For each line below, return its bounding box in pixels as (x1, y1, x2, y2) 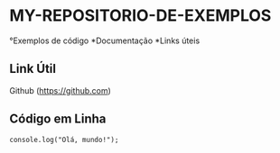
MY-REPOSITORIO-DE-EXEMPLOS (9, 5, 272, 26)
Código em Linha (9, 112, 107, 127)
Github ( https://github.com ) (9, 85, 111, 95)
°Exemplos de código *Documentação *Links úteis (9, 35, 201, 46)
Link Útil (9, 61, 57, 76)
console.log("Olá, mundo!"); (9, 135, 119, 144)
